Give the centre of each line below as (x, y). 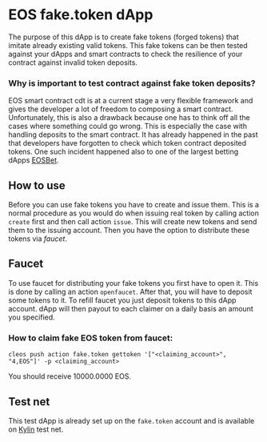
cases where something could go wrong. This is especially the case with (128, 127)
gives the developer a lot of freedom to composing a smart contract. (121, 109)
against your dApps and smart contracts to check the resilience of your (126, 54)
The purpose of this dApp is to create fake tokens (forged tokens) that (124, 37)
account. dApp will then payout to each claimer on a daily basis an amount (131, 308)
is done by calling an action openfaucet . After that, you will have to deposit (130, 291)
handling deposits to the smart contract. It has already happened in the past (133, 135)
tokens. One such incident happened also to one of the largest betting (123, 152)
